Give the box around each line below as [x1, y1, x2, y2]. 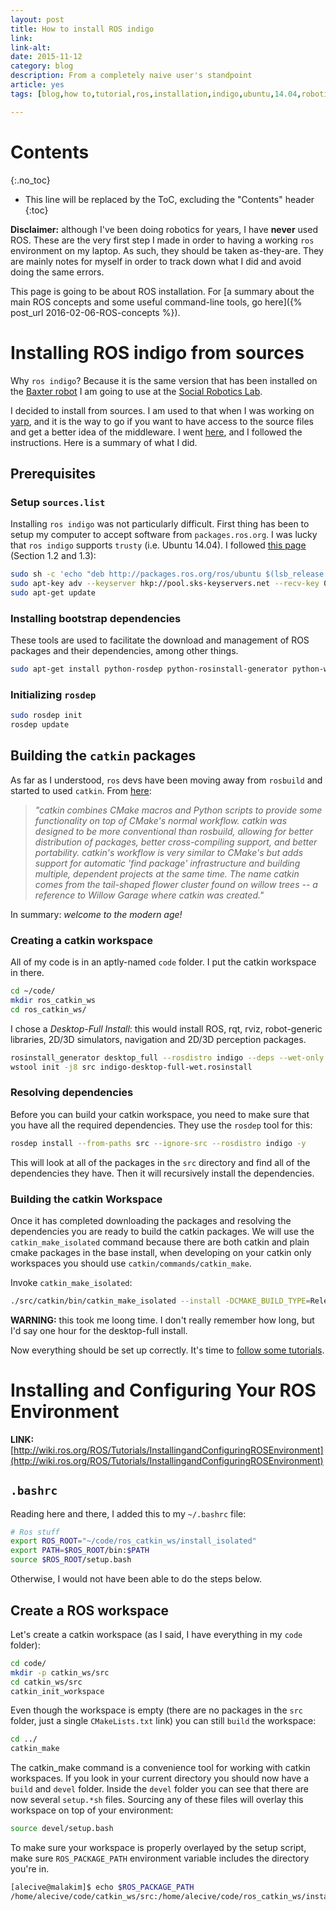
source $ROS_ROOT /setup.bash [10, 1555, 132, 1565]
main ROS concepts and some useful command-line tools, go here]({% [10, 296, 303, 308]
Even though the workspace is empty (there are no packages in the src [10, 1704, 303, 1716]
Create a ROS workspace [10, 1602, 170, 1619]
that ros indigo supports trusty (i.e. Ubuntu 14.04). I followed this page [10, 539, 307, 551]
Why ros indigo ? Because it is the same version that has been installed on [10, 374, 318, 386]
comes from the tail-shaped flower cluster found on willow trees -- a [34, 878, 318, 890]
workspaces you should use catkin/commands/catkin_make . [10, 1257, 252, 1269]
